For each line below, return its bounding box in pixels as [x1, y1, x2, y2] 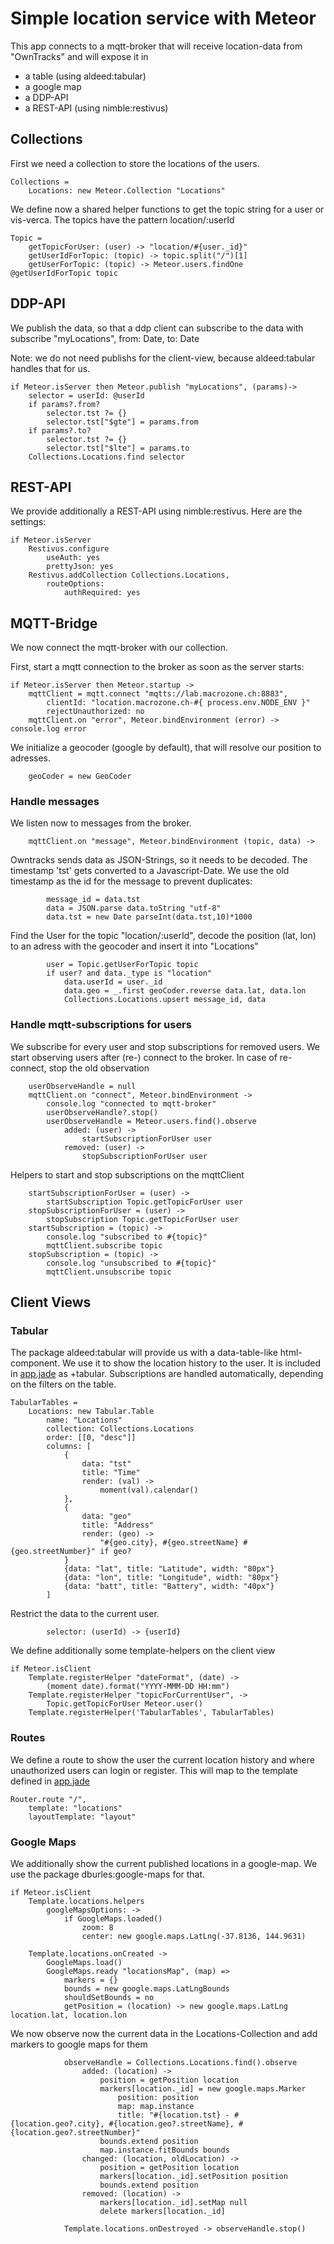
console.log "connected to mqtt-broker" [46, 1098, 217, 1109]
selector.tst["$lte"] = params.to [46, 443, 190, 453]
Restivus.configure [28, 544, 110, 554]
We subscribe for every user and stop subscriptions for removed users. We [10, 1040, 320, 1052]
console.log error [10, 724, 87, 734]
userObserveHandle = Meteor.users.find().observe [46, 1116, 257, 1126]
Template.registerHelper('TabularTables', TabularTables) [28, 1708, 275, 1718]
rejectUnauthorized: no [46, 707, 145, 717]
